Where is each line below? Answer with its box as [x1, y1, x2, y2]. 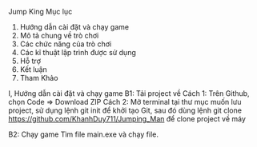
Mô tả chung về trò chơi [19, 31, 99, 40]
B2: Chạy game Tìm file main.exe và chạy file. [8, 129, 159, 139]
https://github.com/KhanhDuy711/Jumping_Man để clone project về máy [8, 114, 247, 123]
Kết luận [19, 65, 48, 74]
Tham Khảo [19, 73, 58, 82]
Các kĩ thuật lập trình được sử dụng [19, 48, 136, 57]
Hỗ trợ [19, 56, 42, 66]
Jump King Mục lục [8, 7, 73, 16]
